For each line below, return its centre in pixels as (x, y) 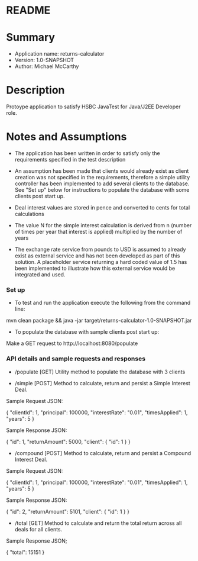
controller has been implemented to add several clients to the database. (102, 183)
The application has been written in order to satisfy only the (87, 153)
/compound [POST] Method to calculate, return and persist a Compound (103, 453)
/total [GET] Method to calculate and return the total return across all (98, 523)
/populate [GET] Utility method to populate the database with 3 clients (100, 372)
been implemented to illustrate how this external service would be (95, 268)
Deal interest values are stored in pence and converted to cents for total (102, 207)
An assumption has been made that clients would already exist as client (102, 171)
